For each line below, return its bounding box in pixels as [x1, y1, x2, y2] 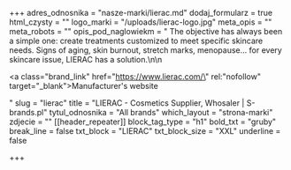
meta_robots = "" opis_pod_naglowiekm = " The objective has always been [9, 26, 283, 36]
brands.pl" [9, 107, 48, 117]
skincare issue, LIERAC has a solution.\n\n [9, 55, 163, 64]
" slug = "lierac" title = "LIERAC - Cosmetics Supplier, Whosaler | [9, 98, 245, 108]
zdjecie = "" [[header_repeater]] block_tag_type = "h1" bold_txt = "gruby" [9, 116, 277, 127]
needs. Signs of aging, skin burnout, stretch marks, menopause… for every [9, 45, 283, 55]
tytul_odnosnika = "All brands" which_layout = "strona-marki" [49, 107, 273, 117]
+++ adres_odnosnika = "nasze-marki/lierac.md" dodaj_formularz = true [9, 8, 272, 18]
